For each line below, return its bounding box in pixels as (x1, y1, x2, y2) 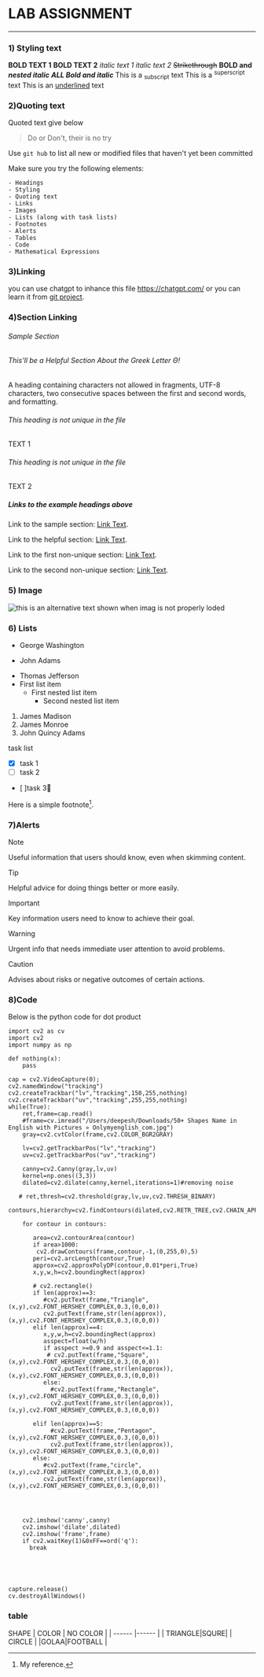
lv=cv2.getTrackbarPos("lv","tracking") (22, 1145, 156, 1153)
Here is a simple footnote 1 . (8, 798, 94, 809)
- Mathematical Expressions (8, 247, 101, 256)
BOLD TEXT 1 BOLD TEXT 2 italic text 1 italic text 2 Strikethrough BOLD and (8, 61, 253, 70)
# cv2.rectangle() (32, 1283, 93, 1290)
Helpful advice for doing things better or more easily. (8, 883, 179, 893)
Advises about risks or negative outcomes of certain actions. (8, 975, 205, 984)
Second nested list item (42, 696, 119, 705)
